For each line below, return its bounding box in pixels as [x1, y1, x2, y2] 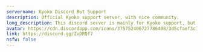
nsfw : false [6, 36, 36, 42]
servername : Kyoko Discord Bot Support [6, 8, 107, 15]
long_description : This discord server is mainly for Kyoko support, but [6, 20, 196, 26]
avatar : [6, 25, 26, 32]
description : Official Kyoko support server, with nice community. [6, 14, 180, 20]
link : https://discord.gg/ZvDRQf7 [6, 31, 94, 37]
